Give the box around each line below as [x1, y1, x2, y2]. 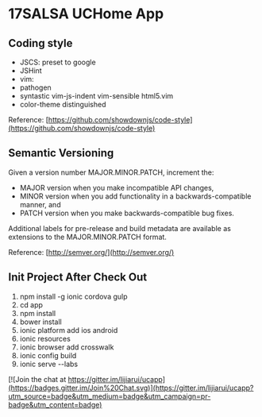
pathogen [19, 83, 52, 92]
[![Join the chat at [8, 374, 67, 384]
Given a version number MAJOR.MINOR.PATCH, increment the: [8, 168, 214, 177]
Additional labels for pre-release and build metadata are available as [8, 223, 232, 233]
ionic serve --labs [19, 359, 79, 369]
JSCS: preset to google [19, 57, 97, 67]
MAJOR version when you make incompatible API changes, [19, 183, 214, 192]
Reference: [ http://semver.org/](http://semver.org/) [8, 247, 175, 257]
